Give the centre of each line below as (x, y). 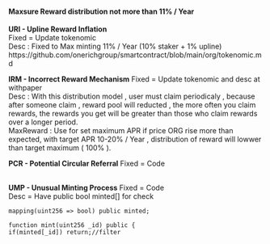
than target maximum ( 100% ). (60, 148)
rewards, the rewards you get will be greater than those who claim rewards (133, 114)
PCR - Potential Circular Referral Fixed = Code (87, 164)
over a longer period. (43, 122)
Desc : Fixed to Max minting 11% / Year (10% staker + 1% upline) (115, 46)
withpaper (25, 88)
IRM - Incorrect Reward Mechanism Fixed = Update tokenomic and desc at (134, 79)
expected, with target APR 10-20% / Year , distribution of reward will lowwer (135, 139)
